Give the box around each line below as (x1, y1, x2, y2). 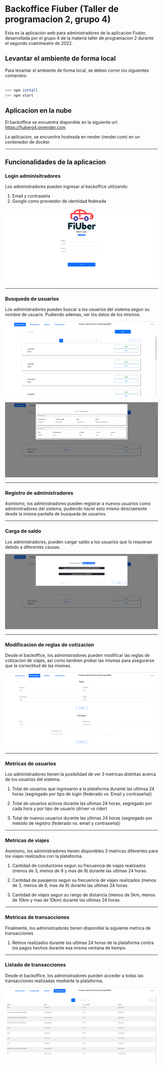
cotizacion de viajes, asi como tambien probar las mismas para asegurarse (5, 657, 155, 664)
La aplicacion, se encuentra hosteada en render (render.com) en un (5, 134, 140, 140)
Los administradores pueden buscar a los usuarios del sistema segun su (5, 306, 149, 313)
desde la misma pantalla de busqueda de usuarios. (5, 511, 107, 517)
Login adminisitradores (5, 172, 61, 179)
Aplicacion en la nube (5, 106, 72, 115)
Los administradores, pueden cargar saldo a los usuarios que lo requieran (5, 539, 153, 545)
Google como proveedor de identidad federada (12, 198, 107, 204)
